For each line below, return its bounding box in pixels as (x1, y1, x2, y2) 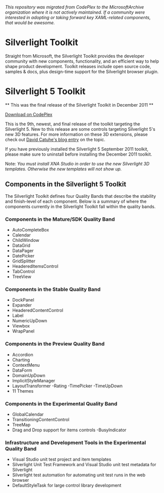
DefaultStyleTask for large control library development (12, 482, 121, 489)
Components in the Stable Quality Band (5, 286, 101, 293)
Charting (12, 357, 30, 363)
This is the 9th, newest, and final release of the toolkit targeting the (5, 121, 141, 127)
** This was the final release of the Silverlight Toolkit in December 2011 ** (5, 102, 154, 108)
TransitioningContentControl (12, 416, 70, 423)
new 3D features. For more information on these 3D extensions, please (5, 131, 148, 137)
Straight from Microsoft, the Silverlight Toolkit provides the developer (5, 53, 144, 59)
